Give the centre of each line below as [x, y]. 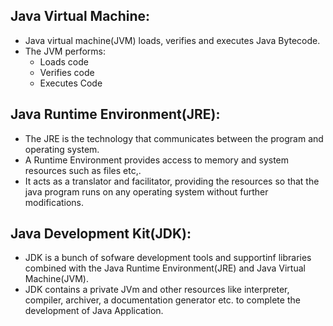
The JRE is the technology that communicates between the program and [174, 138]
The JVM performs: [65, 51]
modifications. [54, 202]
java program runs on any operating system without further [146, 191]
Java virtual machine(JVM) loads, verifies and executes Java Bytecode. [172, 40]
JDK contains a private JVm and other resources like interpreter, [157, 290]
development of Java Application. [94, 311]
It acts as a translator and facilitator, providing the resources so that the [172, 181]
